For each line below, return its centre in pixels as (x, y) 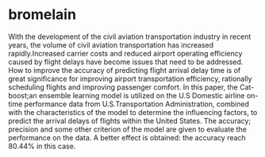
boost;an (23, 95)
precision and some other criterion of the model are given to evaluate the (128, 129)
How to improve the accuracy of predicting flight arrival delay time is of (125, 70)
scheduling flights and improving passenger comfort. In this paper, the (123, 87)
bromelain (42, 15)
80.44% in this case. (42, 146)
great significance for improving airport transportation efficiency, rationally (130, 78)
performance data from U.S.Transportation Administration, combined (137, 104)
